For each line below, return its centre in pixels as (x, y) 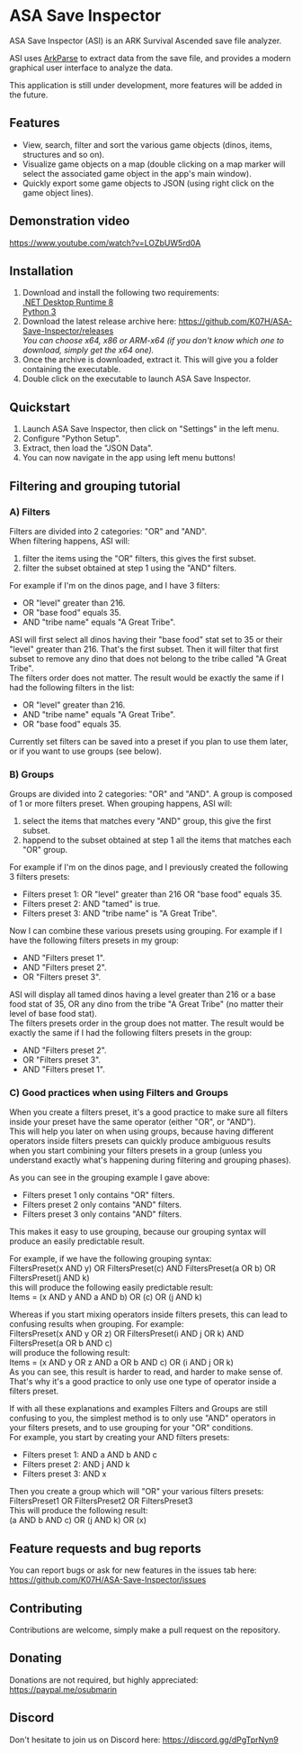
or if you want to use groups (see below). (85, 751)
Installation (41, 271)
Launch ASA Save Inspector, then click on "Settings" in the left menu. (151, 429)
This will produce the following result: (79, 1511)
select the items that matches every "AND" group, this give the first (147, 821)
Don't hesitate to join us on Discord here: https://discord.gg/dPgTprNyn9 (144, 1740)
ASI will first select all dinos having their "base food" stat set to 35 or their (146, 639)
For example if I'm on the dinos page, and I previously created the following (149, 867)
